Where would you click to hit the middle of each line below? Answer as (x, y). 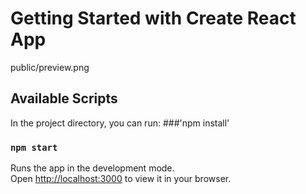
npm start (34, 147)
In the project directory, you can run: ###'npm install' (120, 123)
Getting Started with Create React (153, 18)
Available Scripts (64, 98)
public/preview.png (50, 67)
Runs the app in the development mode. (92, 168)
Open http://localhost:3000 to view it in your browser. (121, 179)
